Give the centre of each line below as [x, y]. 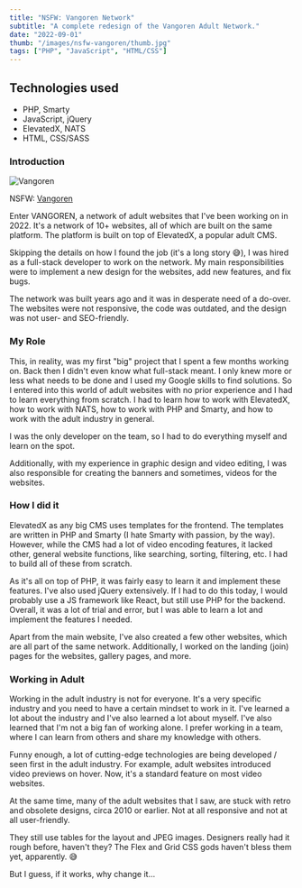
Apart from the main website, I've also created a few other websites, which [148, 636]
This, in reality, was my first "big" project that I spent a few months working [149, 361]
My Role [27, 342]
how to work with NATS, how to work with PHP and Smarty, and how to [141, 409]
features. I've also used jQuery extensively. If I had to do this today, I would [149, 590]
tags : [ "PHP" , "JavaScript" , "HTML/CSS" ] [88, 51]
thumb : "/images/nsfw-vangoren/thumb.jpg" [90, 43]
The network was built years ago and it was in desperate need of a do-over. [150, 299]
